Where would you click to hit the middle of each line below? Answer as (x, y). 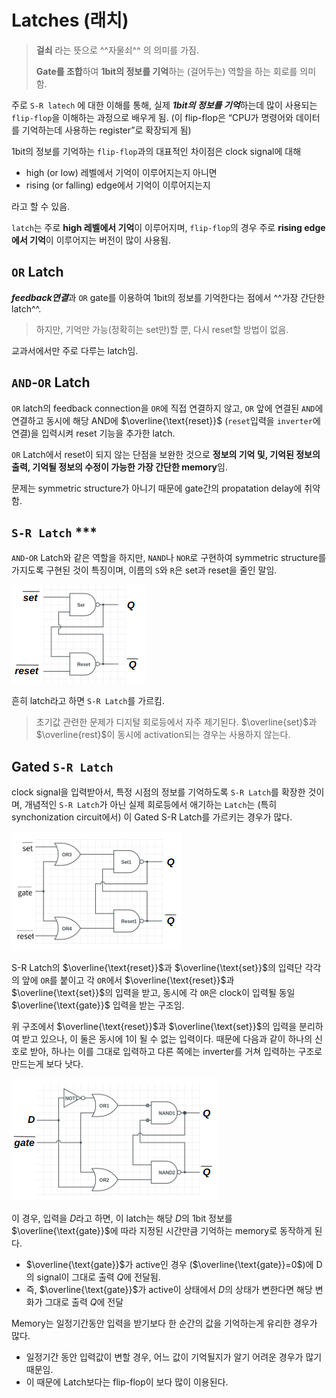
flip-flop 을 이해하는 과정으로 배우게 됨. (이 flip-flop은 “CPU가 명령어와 (152, 117)
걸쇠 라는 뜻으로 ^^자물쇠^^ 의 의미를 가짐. (117, 50)
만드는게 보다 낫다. (47, 1064)
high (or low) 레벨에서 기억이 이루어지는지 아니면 (121, 172)
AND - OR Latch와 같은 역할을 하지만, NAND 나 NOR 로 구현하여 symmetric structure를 (169, 558)
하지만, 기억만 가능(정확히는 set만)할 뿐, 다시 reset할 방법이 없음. (162, 329)
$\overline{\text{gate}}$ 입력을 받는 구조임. (98, 1005)
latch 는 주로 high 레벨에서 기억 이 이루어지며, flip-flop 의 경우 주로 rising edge (168, 227)
